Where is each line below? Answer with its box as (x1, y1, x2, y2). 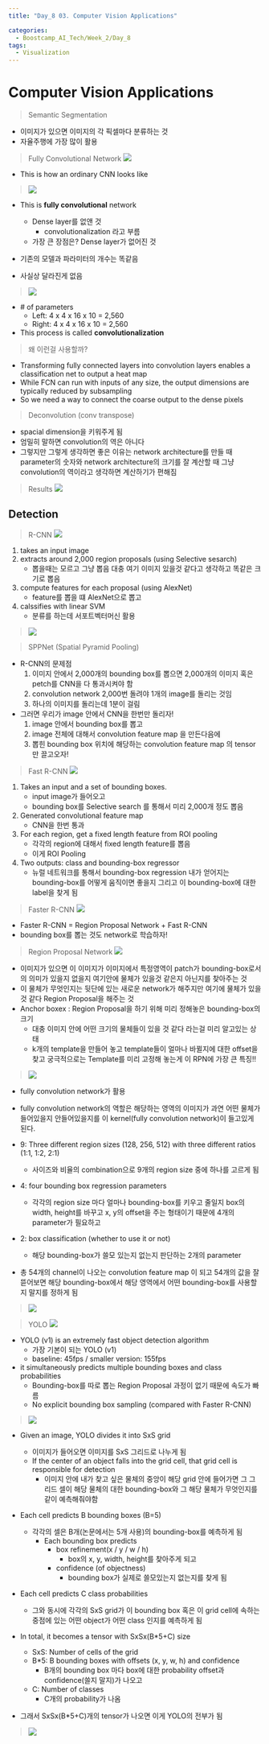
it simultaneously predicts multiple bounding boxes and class (19, 1362, 222, 1372)
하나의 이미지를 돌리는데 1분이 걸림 (31, 699, 141, 708)
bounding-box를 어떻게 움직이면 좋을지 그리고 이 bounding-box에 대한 (31, 877, 257, 887)
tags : (8, 41, 26, 49)
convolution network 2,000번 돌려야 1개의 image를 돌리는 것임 (31, 689, 233, 699)
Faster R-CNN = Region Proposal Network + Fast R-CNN (19, 920, 208, 930)
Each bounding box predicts (43, 1536, 137, 1545)
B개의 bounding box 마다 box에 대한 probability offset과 (43, 1665, 225, 1675)
